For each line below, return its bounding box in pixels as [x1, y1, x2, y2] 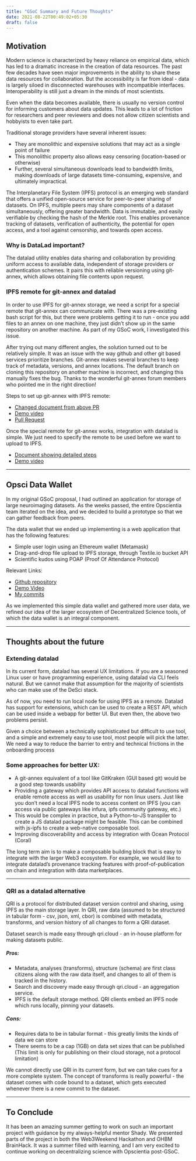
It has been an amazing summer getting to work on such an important [6, 1123, 174, 1130]
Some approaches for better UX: [6, 761, 100, 769]
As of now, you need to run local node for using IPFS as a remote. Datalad [6, 698, 184, 705]
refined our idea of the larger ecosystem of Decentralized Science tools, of [6, 608, 186, 615]
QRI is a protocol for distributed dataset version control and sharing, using [6, 900, 184, 907]
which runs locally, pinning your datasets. [14, 1002, 115, 1009]
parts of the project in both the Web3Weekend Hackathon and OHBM [6, 1135, 173, 1142]
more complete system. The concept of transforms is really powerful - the [6, 1073, 184, 1080]
